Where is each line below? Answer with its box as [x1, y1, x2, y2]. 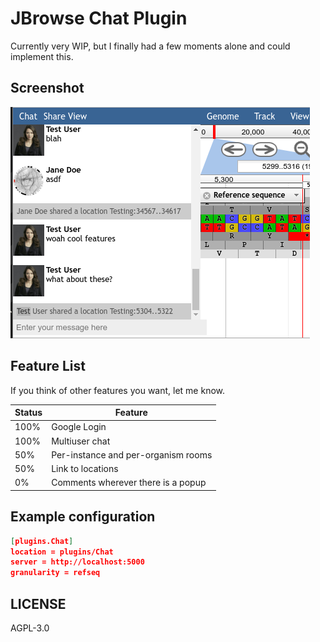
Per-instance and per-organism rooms [51, 448, 213, 461]
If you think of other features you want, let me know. [10, 384, 226, 396]
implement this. [10, 50, 74, 62]
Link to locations [51, 463, 119, 475]
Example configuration [10, 508, 156, 526]
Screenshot [10, 80, 85, 97]
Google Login [51, 421, 107, 433]
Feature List [10, 358, 86, 375]
